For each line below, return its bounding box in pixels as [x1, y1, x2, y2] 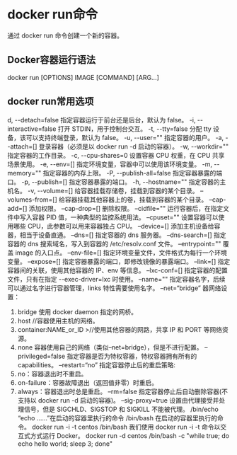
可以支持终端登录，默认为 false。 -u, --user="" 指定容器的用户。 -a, [25, 133, 224, 142]
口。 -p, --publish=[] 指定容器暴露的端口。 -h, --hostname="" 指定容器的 [7, 178, 221, 186]
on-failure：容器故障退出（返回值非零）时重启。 [17, 378, 158, 386]
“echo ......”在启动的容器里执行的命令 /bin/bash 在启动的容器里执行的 [17, 413, 218, 422]
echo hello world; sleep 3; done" [17, 439, 113, 448]
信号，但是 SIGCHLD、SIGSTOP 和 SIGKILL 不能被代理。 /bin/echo [23, 405, 219, 413]
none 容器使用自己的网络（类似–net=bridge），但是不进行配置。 [17, 342, 203, 351]
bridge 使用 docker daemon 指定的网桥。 [17, 307, 138, 316]
